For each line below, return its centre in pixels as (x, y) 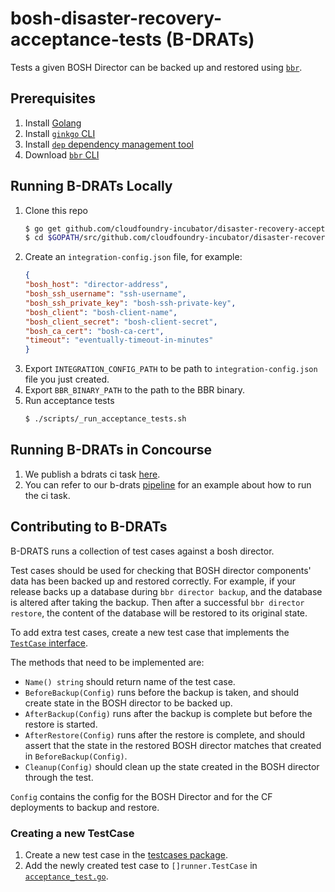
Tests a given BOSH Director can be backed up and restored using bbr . (156, 67)
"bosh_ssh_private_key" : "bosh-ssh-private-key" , (130, 303)
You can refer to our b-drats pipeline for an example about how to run (168, 484)
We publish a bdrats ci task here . (92, 474)
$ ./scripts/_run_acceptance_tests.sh (105, 419)
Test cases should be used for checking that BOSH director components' (161, 570)
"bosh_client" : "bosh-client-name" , (101, 312)
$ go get (43, 228)
